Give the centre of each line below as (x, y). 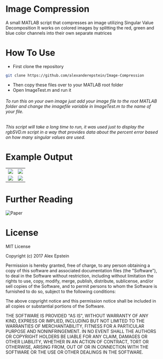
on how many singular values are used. (45, 137)
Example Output (39, 157)
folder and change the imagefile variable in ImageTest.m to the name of (78, 106)
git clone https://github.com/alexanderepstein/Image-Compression (75, 75)
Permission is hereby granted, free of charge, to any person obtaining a (78, 265)
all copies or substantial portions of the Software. (55, 306)
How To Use (30, 53)
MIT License (18, 246)
